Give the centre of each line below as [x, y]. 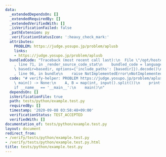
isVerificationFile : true [36, 96]
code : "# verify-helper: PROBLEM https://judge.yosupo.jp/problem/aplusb [87, 78]
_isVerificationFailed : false [41, 28]
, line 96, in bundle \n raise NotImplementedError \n [73, 74]
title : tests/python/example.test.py [44, 147]
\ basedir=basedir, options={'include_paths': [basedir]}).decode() [86, 69]
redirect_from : [21, 133]
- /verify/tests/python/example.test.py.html [53, 142]
